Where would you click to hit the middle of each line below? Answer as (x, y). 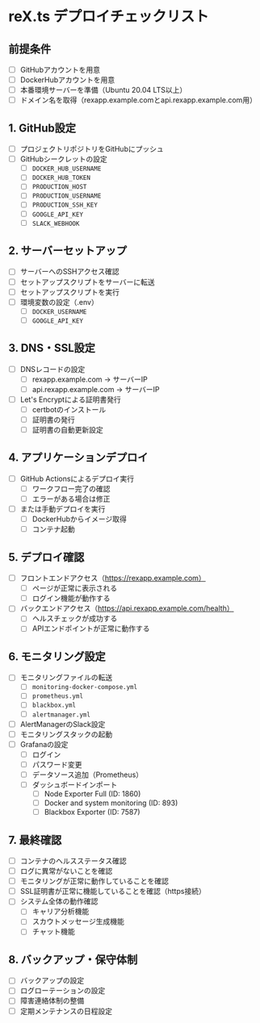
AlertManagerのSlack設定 (63, 724)
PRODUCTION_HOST (59, 187)
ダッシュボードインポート (75, 784)
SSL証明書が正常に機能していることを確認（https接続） (113, 891)
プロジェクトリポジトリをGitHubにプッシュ (92, 149)
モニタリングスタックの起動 (66, 734)
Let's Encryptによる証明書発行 (70, 399)
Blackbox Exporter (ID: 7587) (92, 812)
